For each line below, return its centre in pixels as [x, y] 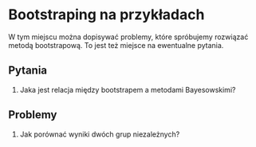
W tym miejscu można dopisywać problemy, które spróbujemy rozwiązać [128, 37]
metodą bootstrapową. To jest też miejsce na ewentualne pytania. [116, 45]
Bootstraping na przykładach [106, 15]
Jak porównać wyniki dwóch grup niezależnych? [100, 134]
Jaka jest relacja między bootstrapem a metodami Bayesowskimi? [128, 89]
